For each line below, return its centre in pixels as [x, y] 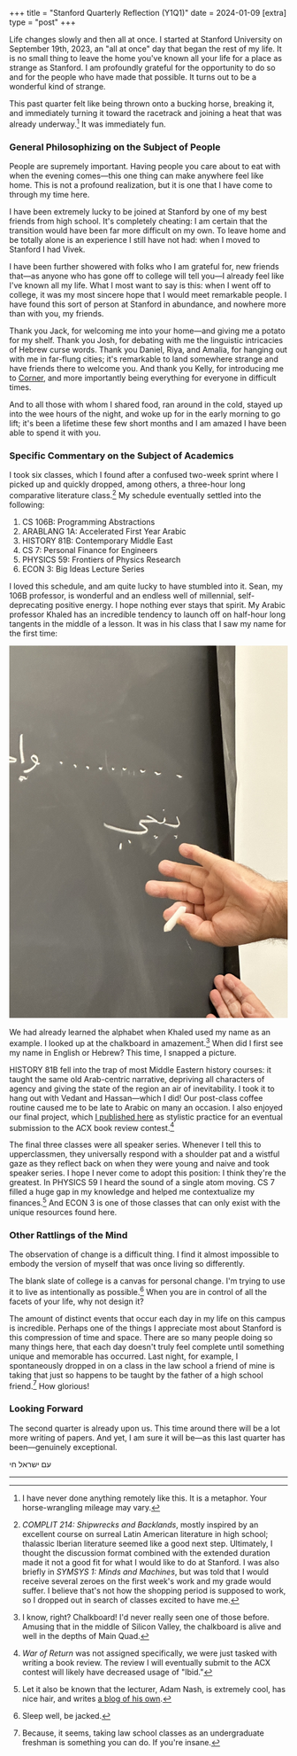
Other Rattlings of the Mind [69, 1235]
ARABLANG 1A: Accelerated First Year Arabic [104, 531]
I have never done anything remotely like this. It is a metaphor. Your [145, 1498]
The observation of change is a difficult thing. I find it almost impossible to [144, 1254]
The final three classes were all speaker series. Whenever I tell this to [135, 1145]
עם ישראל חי [30, 1464]
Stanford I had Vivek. [47, 249]
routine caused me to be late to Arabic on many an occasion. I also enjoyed [146, 1107]
